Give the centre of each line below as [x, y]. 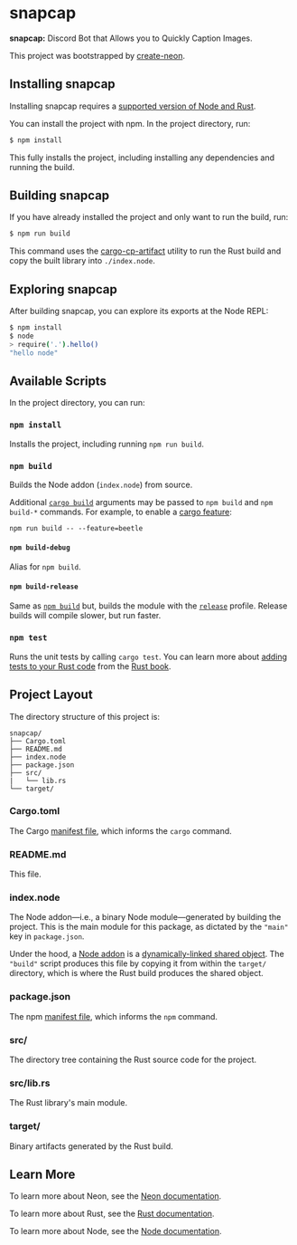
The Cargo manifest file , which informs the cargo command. [121, 830]
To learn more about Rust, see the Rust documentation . [112, 1214]
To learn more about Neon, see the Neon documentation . [116, 1196]
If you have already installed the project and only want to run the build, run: [149, 217]
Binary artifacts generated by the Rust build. [91, 1146]
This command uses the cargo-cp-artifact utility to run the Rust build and [145, 251]
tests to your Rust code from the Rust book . [90, 666]
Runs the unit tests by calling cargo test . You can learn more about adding [148, 656]
